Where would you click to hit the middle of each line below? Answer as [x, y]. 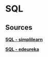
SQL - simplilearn [24, 39]
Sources [19, 27]
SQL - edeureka [22, 49]
